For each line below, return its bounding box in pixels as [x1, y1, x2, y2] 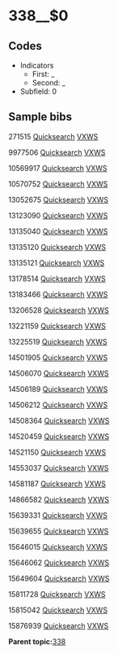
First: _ [32, 69, 55, 79]
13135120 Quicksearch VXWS [8, 242, 107, 252]
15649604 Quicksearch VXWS [8, 573, 110, 583]
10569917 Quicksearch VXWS [8, 163, 107, 173]
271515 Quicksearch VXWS [8, 131, 99, 141]
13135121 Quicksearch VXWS [8, 257, 105, 267]
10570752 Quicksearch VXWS [8, 178, 108, 189]
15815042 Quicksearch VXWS [8, 605, 107, 615]
